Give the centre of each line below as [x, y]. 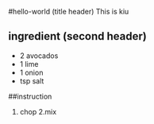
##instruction [30, 96]
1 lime [29, 64]
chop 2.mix [38, 111]
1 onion [31, 72]
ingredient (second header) [77, 36]
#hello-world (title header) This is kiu [69, 12]
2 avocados [39, 56]
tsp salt [32, 81]
